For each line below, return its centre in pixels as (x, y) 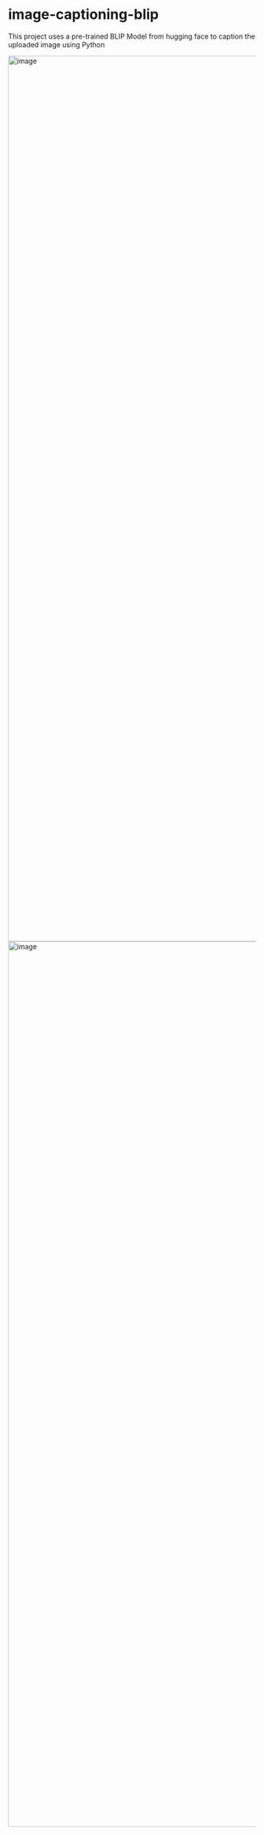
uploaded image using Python (57, 44)
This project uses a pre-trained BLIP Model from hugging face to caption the (132, 36)
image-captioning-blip (84, 15)
